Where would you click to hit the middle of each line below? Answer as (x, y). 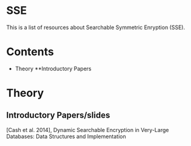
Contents (30, 52)
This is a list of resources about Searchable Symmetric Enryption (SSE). (96, 27)
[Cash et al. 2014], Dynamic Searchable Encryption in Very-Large (88, 130)
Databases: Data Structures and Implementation (66, 136)
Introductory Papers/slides (58, 115)
